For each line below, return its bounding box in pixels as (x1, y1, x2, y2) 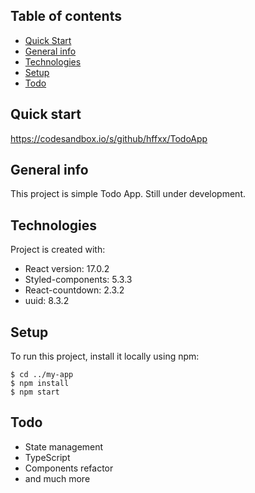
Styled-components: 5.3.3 (24, 274, 133, 286)
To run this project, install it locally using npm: (10, 350, 200, 363)
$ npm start (10, 387, 60, 398)
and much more (24, 472, 91, 484)
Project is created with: (10, 244, 106, 256)
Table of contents (10, 8, 122, 25)
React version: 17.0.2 (24, 263, 110, 275)
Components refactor (24, 462, 114, 474)
